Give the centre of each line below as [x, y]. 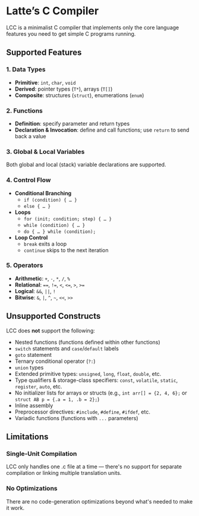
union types [29, 367]
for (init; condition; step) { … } [67, 219]
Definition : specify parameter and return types [72, 123]
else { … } [37, 206]
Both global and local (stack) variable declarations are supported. [86, 164]
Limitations [27, 437]
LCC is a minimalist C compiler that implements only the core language [93, 27]
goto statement [33, 355]
